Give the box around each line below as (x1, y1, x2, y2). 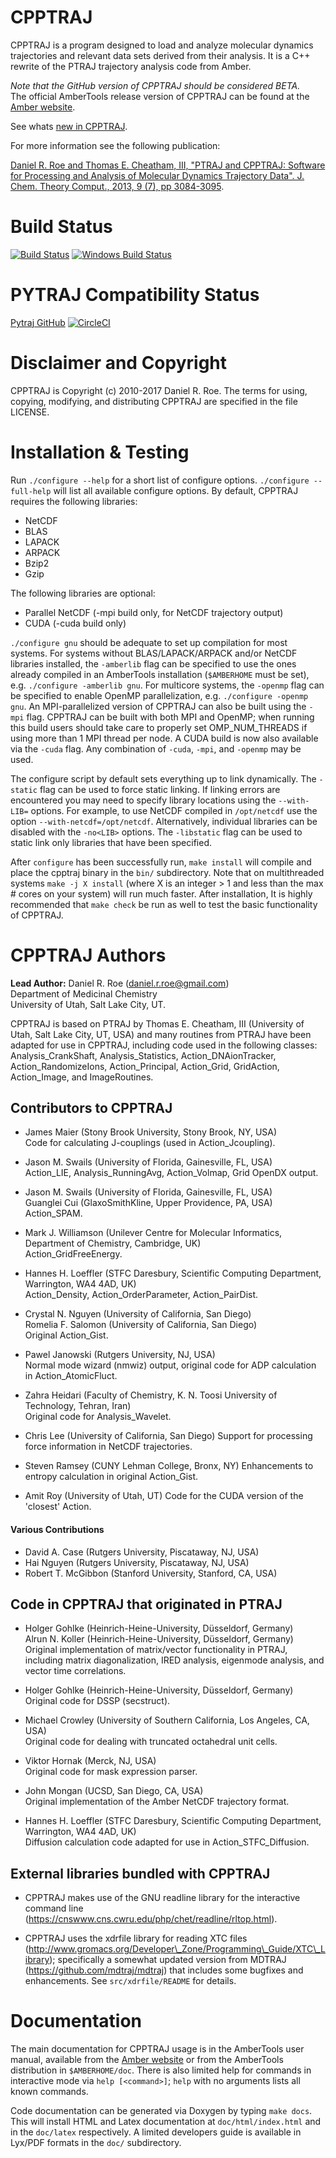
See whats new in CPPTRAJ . (10, 120, 128, 132)
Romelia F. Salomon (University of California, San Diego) (24, 1319, 258, 1331)
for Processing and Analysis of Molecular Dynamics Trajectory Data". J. (10, 169, 305, 181)
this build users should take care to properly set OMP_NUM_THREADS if (10, 721, 308, 733)
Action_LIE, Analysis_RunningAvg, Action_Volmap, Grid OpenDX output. (24, 1167, 319, 1179)
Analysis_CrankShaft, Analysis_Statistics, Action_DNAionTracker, (10, 1049, 277, 1061)
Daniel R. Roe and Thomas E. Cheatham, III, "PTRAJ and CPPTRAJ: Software (10, 159, 326, 171)
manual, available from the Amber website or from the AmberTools (10, 2054, 284, 2066)
